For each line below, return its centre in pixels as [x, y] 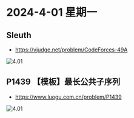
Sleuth [19, 35]
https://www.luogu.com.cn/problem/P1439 [69, 97]
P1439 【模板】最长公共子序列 [63, 82]
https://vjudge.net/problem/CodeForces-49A [71, 50]
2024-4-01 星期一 [52, 12]
